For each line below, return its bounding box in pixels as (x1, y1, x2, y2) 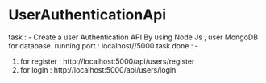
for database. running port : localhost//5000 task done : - (8, 40, 199, 50)
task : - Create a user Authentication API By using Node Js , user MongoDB (8, 32, 259, 42)
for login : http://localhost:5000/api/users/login (19, 64, 177, 74)
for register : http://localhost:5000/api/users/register (19, 56, 195, 66)
